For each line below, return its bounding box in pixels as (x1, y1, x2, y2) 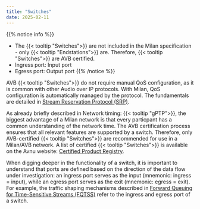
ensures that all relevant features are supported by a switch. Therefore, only (6, 129, 193, 136)
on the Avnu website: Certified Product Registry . (6, 147, 124, 155)
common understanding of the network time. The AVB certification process (6, 122, 190, 129)
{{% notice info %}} (6, 30, 55, 38)
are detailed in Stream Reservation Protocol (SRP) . (6, 98, 130, 105)
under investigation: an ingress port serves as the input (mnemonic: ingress (6, 171, 192, 179)
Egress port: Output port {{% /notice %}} (14, 67, 115, 74)
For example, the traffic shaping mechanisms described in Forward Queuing (6, 184, 193, 191)
